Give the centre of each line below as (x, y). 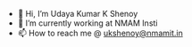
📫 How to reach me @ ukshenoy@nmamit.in (100, 33)
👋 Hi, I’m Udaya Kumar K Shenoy (78, 14)
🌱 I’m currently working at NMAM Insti (88, 23)
